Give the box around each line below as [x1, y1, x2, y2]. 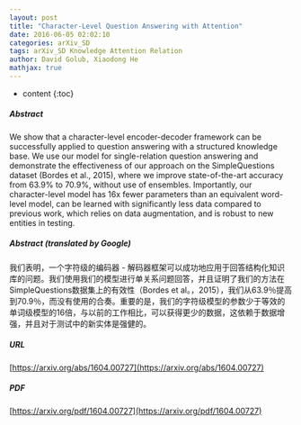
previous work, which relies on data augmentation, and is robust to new [9, 208, 274, 219]
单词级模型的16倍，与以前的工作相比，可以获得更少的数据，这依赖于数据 [9, 307, 278, 318]
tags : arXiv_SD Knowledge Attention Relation [9, 47, 182, 56]
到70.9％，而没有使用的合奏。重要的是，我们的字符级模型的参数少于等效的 [9, 295, 286, 306]
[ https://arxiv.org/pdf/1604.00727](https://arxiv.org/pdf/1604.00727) [9, 405, 262, 416]
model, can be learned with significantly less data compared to [28, 198, 262, 209]
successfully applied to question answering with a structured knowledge [9, 140, 279, 151]
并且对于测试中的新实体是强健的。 [24, 318, 151, 329]
